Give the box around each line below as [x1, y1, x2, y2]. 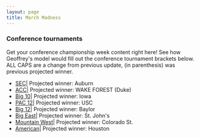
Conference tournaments [6, 35, 83, 43]
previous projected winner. [6, 67, 74, 75]
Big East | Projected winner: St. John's [15, 112, 110, 119]
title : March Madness [6, 15, 61, 21]
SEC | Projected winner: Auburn [15, 80, 94, 87]
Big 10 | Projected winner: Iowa [15, 92, 92, 100]
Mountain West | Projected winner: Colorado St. [15, 118, 134, 125]
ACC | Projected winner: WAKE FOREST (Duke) [15, 86, 132, 93]
